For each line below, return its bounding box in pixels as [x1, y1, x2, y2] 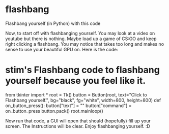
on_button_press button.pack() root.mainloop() [5, 108, 103, 114]
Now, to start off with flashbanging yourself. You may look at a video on [5, 30, 155, 36]
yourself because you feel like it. [5, 75, 146, 87]
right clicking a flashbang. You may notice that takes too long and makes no [5, 41, 164, 47]
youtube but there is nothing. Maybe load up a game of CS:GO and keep [5, 36, 157, 42]
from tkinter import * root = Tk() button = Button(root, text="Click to [5, 91, 147, 97]
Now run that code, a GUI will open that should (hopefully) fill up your [5, 118, 151, 124]
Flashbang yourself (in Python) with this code [5, 20, 101, 26]
